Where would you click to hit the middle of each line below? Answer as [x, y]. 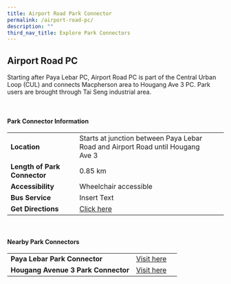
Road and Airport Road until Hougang [139, 147]
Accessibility [33, 187]
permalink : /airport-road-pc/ [51, 20]
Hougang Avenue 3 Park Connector [70, 270]
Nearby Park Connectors [43, 241]
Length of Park [35, 167]
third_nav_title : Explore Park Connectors [69, 33]
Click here [95, 209]
